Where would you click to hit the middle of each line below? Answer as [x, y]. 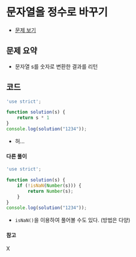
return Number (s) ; [51, 191]
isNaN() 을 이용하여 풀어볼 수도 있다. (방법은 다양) [72, 220]
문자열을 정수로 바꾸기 [57, 12]
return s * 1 [33, 118]
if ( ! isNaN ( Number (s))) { [49, 186]
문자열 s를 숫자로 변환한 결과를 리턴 [56, 66]
